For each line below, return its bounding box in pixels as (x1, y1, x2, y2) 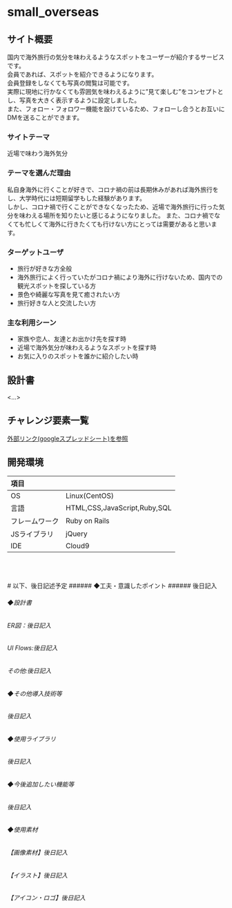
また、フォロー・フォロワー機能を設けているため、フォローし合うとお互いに (7, 105, 225, 113)
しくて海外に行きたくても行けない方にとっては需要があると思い (30, 220, 211, 228)
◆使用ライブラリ (7, 735, 57, 743)
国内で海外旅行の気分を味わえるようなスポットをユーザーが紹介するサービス (7, 53, 225, 61)
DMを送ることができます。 (7, 113, 84, 122)
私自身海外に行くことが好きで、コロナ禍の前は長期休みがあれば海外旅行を (7, 185, 219, 193)
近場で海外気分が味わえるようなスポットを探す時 (17, 343, 157, 352)
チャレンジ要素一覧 (7, 415, 89, 427)
